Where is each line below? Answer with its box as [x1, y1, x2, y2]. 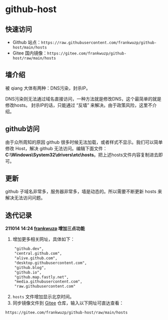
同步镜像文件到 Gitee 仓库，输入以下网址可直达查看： [12, 300, 124, 306]
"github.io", [14, 269, 42, 275]
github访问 [5, 125, 40, 133]
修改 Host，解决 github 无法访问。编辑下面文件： [5, 145, 108, 151]
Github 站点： [12, 39, 41, 45]
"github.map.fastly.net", [14, 275, 69, 280]
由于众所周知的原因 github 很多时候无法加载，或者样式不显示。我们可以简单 [5, 139, 163, 145]
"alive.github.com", [14, 256, 58, 261]
